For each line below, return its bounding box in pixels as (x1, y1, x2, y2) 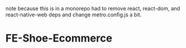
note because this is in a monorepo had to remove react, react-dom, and (5, 5, 181, 12)
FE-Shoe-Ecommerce (5, 32, 112, 45)
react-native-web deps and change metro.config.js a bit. (5, 11, 142, 18)
